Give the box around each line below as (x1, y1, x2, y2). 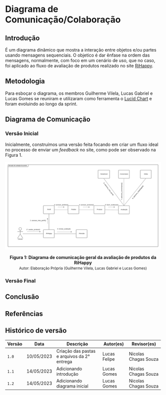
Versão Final (5, 277, 36, 284)
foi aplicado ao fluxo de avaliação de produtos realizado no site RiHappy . (5, 63, 154, 68)
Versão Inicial (5, 130, 39, 137)
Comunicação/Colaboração (5, 14, 121, 25)
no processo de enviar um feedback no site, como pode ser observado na (5, 146, 156, 152)
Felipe (102, 356, 115, 362)
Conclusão (5, 293, 40, 301)
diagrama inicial (56, 383, 89, 389)
